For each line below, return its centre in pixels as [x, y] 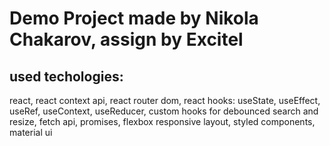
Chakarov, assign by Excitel [126, 39]
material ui [31, 132]
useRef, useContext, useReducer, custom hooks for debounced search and [164, 111]
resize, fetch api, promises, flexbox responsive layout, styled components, [162, 121]
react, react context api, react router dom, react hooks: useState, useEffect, [165, 100]
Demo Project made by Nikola [134, 18]
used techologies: [66, 76]
